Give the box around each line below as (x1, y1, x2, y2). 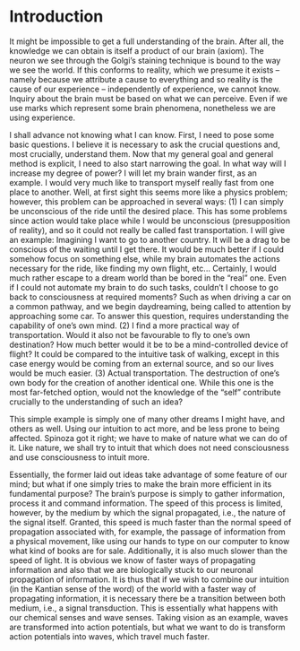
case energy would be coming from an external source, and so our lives (9, 358, 275, 369)
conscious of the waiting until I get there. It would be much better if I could (9, 244, 285, 255)
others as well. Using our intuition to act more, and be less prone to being (9, 423, 280, 434)
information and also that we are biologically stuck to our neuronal (9, 564, 253, 575)
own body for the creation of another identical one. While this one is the (9, 377, 275, 387)
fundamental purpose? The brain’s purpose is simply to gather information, (9, 488, 286, 499)
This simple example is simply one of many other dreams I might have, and (9, 413, 285, 424)
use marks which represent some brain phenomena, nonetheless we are (9, 102, 276, 113)
